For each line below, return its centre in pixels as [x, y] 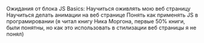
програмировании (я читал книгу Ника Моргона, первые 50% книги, [96, 21]
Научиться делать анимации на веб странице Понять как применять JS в [102, 15]
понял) [15, 34]
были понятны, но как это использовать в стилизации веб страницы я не [101, 27]
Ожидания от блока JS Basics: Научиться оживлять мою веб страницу [98, 9]
